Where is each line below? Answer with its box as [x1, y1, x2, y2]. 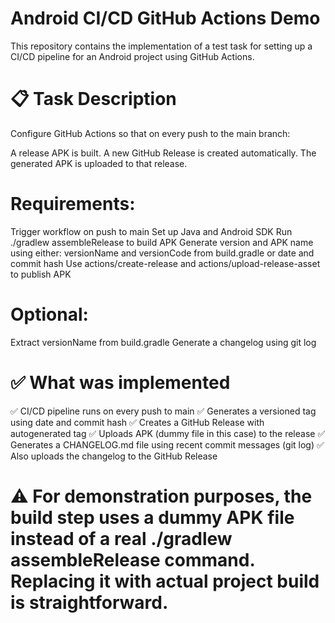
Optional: [10, 303, 89, 326]
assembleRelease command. [10, 548, 255, 571]
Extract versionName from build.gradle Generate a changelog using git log [10, 336, 317, 348]
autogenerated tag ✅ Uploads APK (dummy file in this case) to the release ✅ [10, 427, 326, 439]
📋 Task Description [10, 88, 177, 111]
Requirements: [10, 193, 136, 216]
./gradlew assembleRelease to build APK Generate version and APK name [10, 236, 314, 248]
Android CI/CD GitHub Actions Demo [10, 7, 321, 30]
